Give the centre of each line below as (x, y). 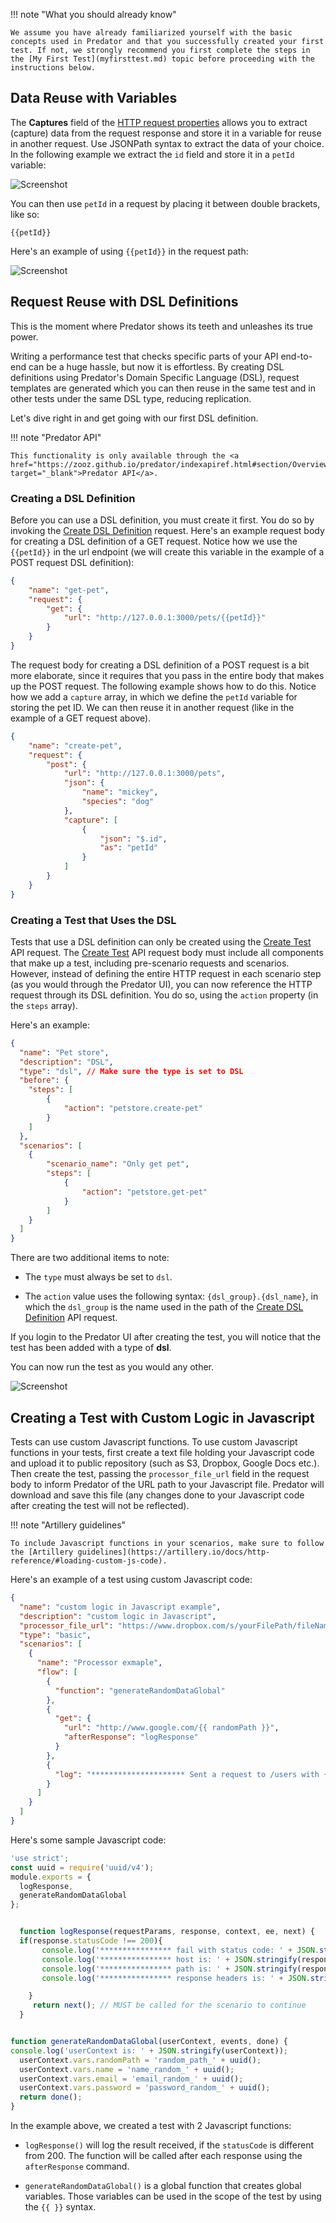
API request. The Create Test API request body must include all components (167, 952)
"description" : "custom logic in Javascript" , (118, 1616)
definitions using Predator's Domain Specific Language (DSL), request (155, 377)
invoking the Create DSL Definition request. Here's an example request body (167, 530)
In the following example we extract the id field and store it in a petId (152, 154)
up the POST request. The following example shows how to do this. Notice (163, 686)
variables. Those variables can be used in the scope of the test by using (173, 2196)
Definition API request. (71, 1318)
